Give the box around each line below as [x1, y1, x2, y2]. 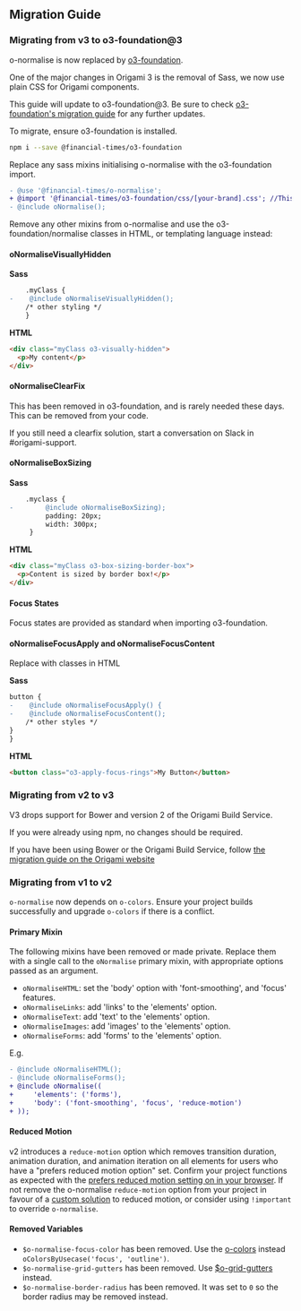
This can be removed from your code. [9, 410, 150, 420]
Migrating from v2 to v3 [9, 789, 115, 801]
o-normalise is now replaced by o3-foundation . [9, 54, 184, 65]
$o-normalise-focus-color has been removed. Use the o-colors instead [21, 1243, 286, 1254]
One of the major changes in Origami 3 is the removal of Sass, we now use [9, 72, 285, 82]
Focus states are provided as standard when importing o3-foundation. [9, 617, 269, 628]
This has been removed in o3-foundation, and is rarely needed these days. [9, 401, 285, 411]
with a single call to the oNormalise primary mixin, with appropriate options [9, 956, 284, 967]
